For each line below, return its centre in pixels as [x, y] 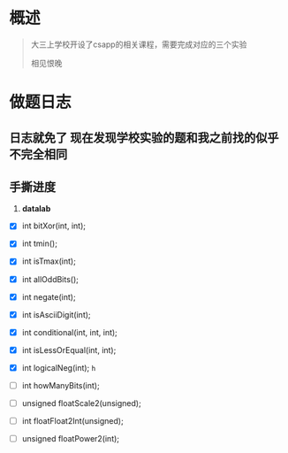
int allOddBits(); [50, 279]
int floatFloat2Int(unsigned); [72, 421]
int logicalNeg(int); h [59, 367]
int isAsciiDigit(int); [56, 314]
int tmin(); [39, 243]
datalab [36, 209]
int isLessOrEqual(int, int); [69, 349]
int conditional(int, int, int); [69, 332]
